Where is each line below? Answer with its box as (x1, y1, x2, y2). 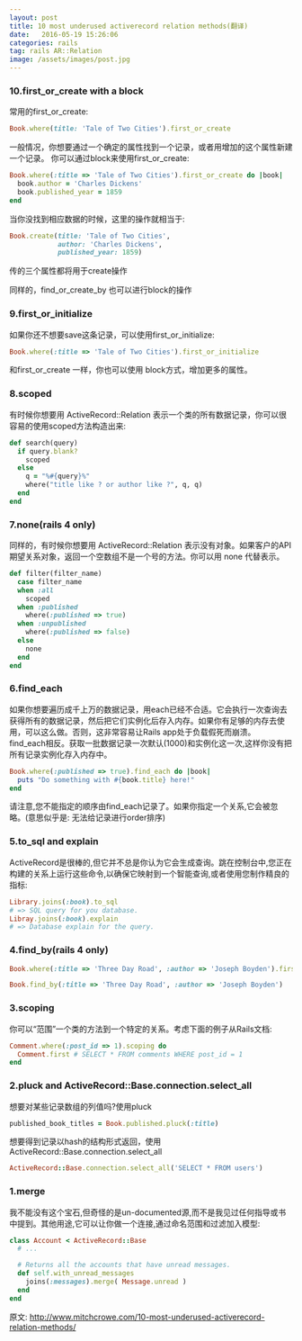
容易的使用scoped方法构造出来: (9, 420, 127, 431)
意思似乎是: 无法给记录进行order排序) (28, 812, 166, 823)
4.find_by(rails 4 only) (9, 944, 110, 957)
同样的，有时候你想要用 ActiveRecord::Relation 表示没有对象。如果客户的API (9, 540, 292, 551)
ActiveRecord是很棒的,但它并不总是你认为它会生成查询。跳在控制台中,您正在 (9, 857, 292, 868)
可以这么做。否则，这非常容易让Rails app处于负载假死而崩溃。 (24, 726, 256, 737)
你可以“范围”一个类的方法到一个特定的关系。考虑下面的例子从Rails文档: (9, 1023, 272, 1034)
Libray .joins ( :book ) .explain (9, 914, 119, 923)
